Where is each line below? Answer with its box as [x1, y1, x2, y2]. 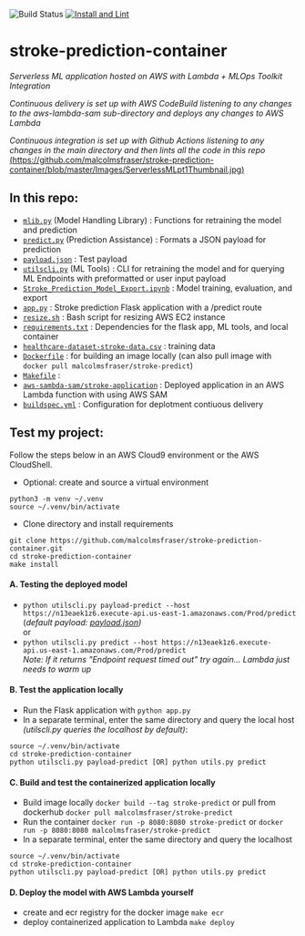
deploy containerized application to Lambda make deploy [22, 917, 235, 928]
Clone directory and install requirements [22, 518, 174, 529]
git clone [9, 536, 47, 545]
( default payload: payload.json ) [22, 616, 142, 628]
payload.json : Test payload [22, 253, 127, 264]
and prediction [22, 224, 77, 235]
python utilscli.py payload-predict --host [22, 601, 191, 610]
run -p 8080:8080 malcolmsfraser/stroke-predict [22, 826, 211, 836]
